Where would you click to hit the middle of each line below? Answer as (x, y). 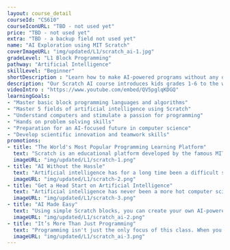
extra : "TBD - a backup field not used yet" (72, 39)
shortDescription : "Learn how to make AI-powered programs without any (113, 77)
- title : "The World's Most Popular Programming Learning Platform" (107, 147)
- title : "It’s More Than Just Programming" (72, 223)
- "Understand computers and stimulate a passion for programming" (105, 115)
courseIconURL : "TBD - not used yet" (61, 26)
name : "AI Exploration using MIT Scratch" (68, 45)
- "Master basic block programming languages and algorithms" (98, 103)
